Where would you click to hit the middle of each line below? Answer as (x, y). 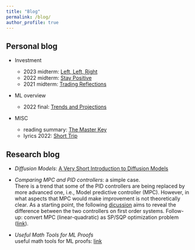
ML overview (30, 96)
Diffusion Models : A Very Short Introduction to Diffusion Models (91, 168)
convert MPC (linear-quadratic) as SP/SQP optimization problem (101, 217)
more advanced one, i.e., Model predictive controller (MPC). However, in (102, 192)
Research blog (33, 154)
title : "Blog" (23, 11)
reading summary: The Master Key (65, 130)
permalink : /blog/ (28, 17)
